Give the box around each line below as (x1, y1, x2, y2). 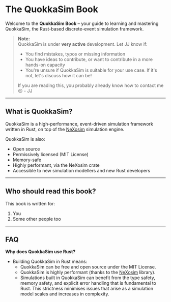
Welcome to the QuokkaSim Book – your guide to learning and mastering (5, 20, 159, 26)
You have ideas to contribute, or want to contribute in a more (25, 56, 153, 62)
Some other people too (12, 216, 61, 222)
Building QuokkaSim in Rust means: (12, 258, 88, 265)
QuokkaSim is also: (5, 136, 45, 142)
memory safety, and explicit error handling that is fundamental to (20, 280, 156, 286)
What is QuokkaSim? (5, 107, 73, 116)
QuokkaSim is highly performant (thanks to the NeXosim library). (20, 269, 156, 276)
